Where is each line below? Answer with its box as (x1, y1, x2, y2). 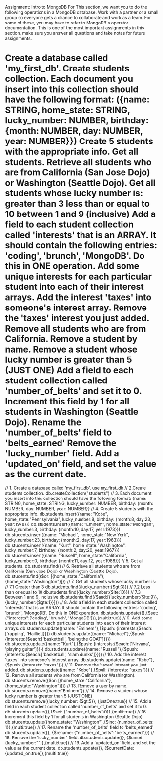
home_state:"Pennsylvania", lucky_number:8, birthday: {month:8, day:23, (5, 516, 152, 522)
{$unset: (126, 735, 144, 740)
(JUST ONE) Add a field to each (5, 365, 134, 376)
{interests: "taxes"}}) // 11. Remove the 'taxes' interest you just (21, 662, 147, 667)
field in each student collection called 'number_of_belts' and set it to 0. (5, 703, 147, 709)
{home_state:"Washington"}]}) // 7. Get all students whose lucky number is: (5, 578, 156, 584)
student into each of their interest (5, 282, 144, 293)
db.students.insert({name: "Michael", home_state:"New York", (5, 531, 129, 538)
